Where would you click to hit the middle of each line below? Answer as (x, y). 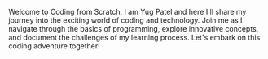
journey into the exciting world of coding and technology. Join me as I (125, 20)
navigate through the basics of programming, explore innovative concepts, (134, 29)
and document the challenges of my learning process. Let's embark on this (134, 37)
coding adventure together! (54, 46)
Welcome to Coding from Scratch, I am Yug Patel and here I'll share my (127, 12)
